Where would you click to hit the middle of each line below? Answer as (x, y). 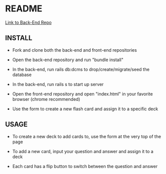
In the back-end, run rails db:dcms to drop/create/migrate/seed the (81, 69)
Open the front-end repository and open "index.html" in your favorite (83, 94)
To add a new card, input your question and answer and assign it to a (83, 151)
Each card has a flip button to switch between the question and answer (85, 166)
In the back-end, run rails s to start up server (58, 84)
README (24, 9)
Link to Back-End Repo (28, 22)
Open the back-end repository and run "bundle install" (68, 60)
